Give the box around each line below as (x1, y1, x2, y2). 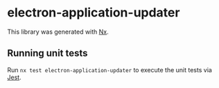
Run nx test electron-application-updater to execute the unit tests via (7, 65, 213, 74)
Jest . (7, 73, 22, 81)
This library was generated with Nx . (7, 27, 109, 36)
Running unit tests (7, 47, 88, 59)
